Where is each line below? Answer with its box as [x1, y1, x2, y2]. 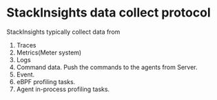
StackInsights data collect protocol [6, 5, 211, 21]
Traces [16, 41, 37, 49]
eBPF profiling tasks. [16, 77, 76, 86]
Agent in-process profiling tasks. [16, 85, 110, 93]
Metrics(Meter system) [16, 48, 82, 57]
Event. [16, 70, 35, 79]
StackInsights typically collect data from [6, 28, 121, 36]
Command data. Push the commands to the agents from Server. [16, 63, 198, 71]
